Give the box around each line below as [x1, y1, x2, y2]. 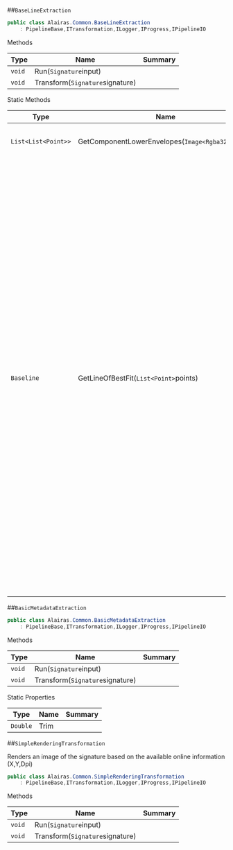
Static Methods [7, 95, 51, 103]
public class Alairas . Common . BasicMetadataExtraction [7, 616, 166, 623]
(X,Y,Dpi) [7, 759, 33, 768]
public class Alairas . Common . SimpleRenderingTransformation [7, 773, 185, 780]
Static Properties [7, 693, 55, 701]
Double [10, 722, 33, 730]
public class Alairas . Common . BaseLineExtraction [7, 19, 150, 26]
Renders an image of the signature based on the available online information [7, 752, 225, 761]
